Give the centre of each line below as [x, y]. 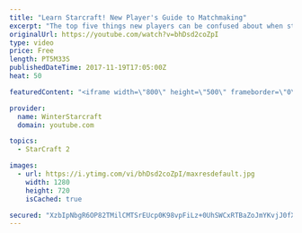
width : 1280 [48, 182]
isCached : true [54, 199]
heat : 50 [26, 76]
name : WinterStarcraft [60, 116]
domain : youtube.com [56, 125]
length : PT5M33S [40, 59]
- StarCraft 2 [44, 150]
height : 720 [48, 190]
